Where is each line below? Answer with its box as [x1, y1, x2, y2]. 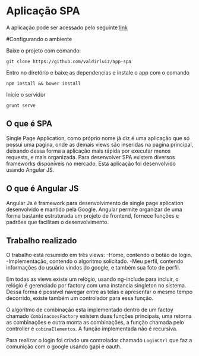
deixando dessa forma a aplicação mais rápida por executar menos [6, 147, 171, 154]
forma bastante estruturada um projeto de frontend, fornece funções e [6, 212, 179, 219]
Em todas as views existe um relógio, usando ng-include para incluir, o [6, 275, 179, 283]
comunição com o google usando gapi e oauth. [6, 343, 122, 350]
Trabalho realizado [6, 236, 77, 246]
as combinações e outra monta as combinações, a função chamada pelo [6, 319, 184, 326]
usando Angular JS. [6, 166, 55, 174]
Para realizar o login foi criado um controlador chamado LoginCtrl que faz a [6, 337, 192, 344]
